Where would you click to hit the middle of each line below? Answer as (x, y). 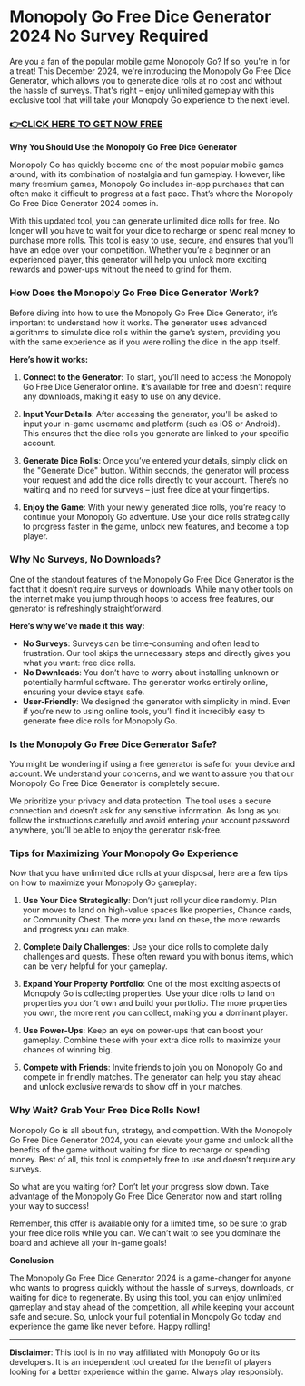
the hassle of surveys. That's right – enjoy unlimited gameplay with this (142, 90)
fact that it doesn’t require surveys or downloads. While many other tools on (151, 589)
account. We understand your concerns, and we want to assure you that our (152, 773)
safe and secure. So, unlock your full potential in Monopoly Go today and (146, 1316)
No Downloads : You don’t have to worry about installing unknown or (151, 672)
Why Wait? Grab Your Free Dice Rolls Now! (105, 1111)
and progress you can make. (76, 930)
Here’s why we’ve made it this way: (77, 625)
